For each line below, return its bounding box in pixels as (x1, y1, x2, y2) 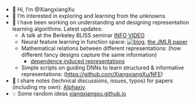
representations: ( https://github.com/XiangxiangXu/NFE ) (21, 71, 163, 77)
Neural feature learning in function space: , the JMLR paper (21, 38, 188, 45)
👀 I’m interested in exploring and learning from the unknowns (12, 12, 166, 20)
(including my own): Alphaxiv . (12, 83, 87, 91)
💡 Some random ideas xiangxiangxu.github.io (12, 90, 127, 97)
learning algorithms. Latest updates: (12, 25, 103, 32)
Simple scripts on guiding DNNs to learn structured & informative (21, 64, 185, 71)
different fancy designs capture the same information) (21, 51, 157, 58)
